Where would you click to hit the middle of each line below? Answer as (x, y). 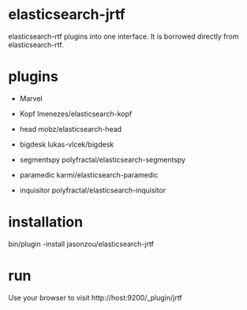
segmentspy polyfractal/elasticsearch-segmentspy (103, 159)
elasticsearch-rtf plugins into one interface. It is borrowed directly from (123, 36)
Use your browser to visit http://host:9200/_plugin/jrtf (95, 297)
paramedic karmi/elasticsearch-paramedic (89, 174)
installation (46, 222)
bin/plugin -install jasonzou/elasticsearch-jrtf (81, 244)
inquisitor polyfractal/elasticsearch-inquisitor (93, 190)
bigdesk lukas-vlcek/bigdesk (67, 144)
